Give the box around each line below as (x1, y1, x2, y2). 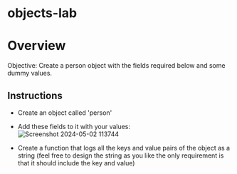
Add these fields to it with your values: (17, 122, 130, 130)
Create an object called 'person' (17, 108, 112, 117)
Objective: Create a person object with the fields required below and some (7, 61, 226, 70)
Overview (7, 38, 66, 54)
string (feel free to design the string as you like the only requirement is (17, 151, 224, 160)
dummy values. (7, 69, 52, 78)
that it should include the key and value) (17, 158, 135, 167)
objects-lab (7, 5, 77, 21)
